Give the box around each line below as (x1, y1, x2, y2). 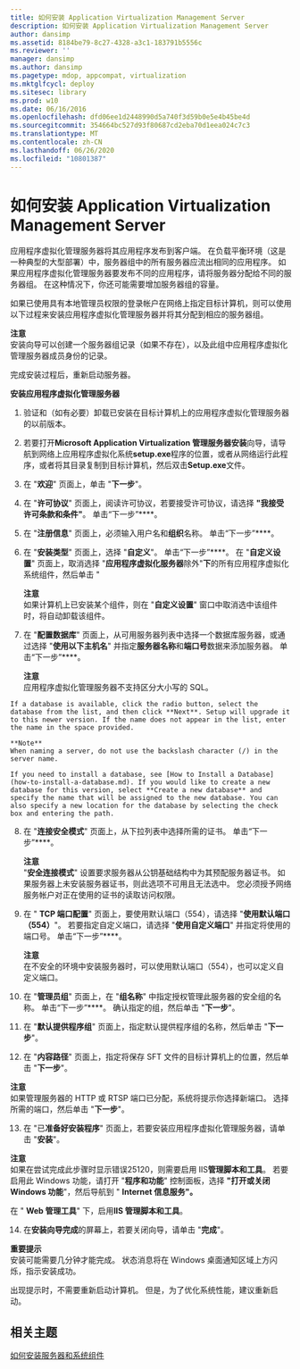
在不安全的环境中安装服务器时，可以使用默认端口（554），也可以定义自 (22, 961, 285, 972)
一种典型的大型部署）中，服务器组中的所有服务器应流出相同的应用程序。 (10, 256, 276, 268)
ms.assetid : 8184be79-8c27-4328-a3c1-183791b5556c (10, 38, 203, 47)
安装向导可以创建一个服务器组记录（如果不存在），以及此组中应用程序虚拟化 (10, 339, 288, 350)
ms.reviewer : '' (10, 46, 71, 55)
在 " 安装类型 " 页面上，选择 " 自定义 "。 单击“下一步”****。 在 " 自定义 (22, 547, 273, 558)
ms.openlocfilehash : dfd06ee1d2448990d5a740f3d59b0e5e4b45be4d (10, 113, 251, 121)
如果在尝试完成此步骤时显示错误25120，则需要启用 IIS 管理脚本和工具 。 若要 (10, 1164, 289, 1175)
